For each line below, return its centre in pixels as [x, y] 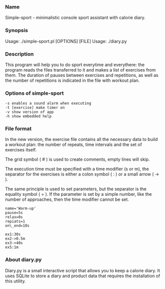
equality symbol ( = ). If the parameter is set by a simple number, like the [79, 194]
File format [18, 129]
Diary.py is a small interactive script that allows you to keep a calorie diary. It [82, 270]
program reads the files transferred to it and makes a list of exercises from [81, 70]
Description [19, 54]
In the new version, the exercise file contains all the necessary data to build [82, 140]
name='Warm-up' [21, 209]
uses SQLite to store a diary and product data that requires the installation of [83, 276]
